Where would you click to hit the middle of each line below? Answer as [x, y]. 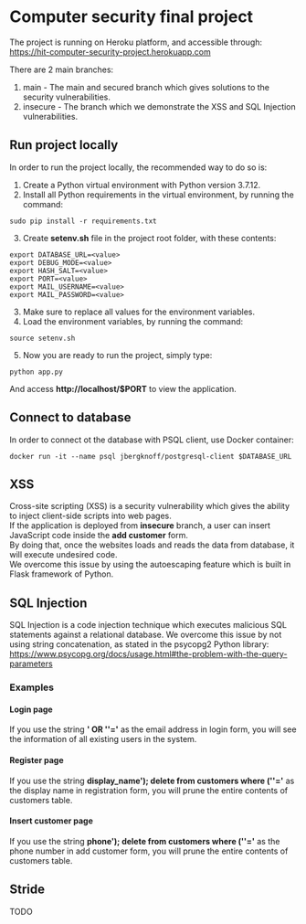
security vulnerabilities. [67, 97]
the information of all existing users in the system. [103, 739]
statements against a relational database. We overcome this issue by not [146, 635]
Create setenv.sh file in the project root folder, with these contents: [149, 238]
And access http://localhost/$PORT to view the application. [123, 388]
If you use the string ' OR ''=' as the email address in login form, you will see [153, 729]
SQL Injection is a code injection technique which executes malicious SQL [148, 625]
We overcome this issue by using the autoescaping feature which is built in [150, 565]
